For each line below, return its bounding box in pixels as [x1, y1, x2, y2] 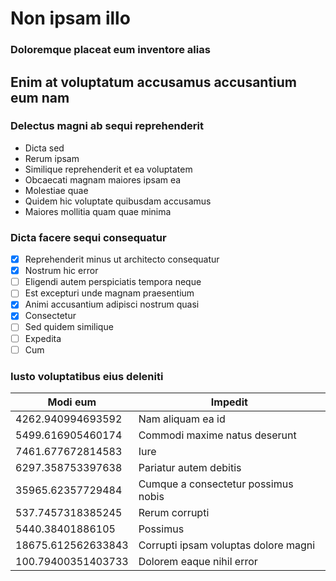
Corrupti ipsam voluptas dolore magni [138, 538, 316, 552]
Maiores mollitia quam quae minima [24, 205, 172, 217]
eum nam [10, 89, 70, 106]
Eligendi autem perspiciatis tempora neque [24, 276, 202, 288]
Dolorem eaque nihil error [138, 554, 258, 568]
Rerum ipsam [24, 152, 80, 164]
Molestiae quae [24, 184, 89, 196]
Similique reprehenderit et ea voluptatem [24, 163, 193, 175]
